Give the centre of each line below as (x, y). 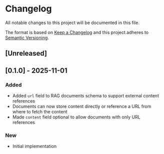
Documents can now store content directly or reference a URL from (82, 106)
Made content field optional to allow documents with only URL (76, 117)
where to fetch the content (40, 112)
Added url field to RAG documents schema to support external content (85, 96)
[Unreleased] (26, 53)
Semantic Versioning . (27, 38)
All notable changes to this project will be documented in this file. (72, 23)
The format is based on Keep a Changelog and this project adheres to (77, 32)
